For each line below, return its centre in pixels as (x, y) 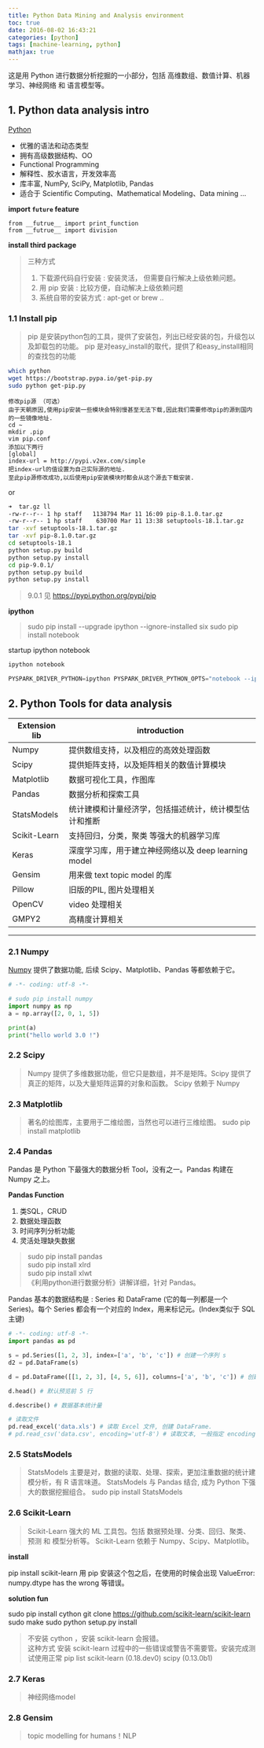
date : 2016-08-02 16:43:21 (52, 30)
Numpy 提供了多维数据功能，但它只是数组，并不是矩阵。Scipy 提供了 (139, 1073)
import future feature (44, 208)
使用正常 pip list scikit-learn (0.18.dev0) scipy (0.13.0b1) (124, 1658)
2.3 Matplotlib (35, 1104)
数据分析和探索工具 (104, 794)
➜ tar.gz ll (29, 507)
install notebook (53, 635)
